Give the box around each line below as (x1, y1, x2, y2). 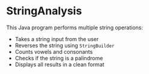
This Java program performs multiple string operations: (6, 24, 143, 31)
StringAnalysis (6, 4, 82, 18)
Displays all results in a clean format (14, 61, 105, 68)
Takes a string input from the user (14, 35, 99, 42)
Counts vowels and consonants (14, 48, 93, 55)
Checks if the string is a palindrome (14, 54, 103, 61)
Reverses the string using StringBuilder (14, 42, 115, 49)
